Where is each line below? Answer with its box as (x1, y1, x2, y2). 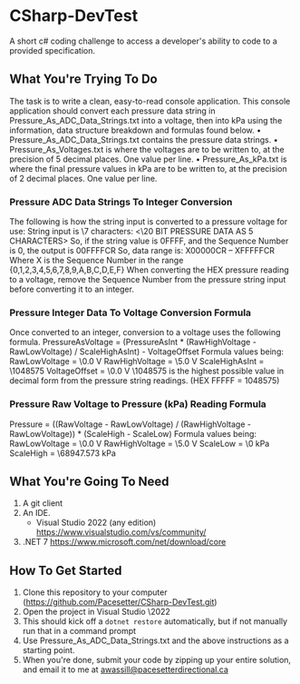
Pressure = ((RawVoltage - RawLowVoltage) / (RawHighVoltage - (9, 419, 252, 430)
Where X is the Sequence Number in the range (9, 255, 184, 266)
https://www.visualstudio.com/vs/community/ (35, 527, 207, 538)
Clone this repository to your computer (22, 587, 168, 598)
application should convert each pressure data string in (9, 105, 216, 116)
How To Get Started (9, 562, 122, 578)
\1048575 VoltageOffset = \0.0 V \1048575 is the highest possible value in (9, 365, 285, 377)
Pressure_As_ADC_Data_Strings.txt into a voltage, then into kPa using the (9, 114, 283, 125)
